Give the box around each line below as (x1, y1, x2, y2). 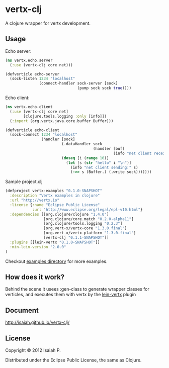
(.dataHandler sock (61, 142, 102, 147)
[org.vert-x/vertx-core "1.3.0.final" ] (43, 226, 127, 231)
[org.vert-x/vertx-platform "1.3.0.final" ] (43, 230, 136, 236)
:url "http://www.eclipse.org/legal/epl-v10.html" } (32, 207, 143, 212)
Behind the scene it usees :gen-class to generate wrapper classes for (5, 286, 150, 292)
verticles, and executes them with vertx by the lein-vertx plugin (5, 292, 136, 298)
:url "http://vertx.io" (10, 198, 59, 203)
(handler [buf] (93, 146, 125, 151)
